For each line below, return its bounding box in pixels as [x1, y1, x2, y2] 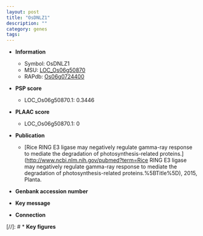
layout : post [6, 9, 40, 15]
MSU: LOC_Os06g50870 [24, 66, 86, 74]
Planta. [24, 176, 42, 183]
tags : [6, 32, 20, 38]
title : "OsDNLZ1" [6, 15, 50, 21]
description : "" [6, 20, 47, 26]
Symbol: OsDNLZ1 [24, 60, 70, 68]
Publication [15, 132, 45, 139]
